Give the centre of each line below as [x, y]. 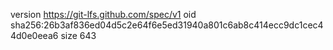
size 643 [78, 35]
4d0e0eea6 [34, 35]
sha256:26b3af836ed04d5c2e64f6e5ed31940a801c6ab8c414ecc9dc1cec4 [167, 25]
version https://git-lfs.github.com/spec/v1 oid [103, 14]
